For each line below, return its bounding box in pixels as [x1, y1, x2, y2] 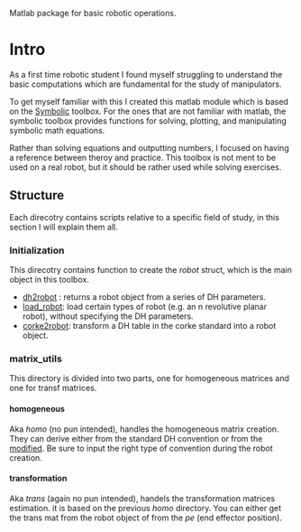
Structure [9, 188, 65, 203]
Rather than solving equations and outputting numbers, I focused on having [9, 142, 290, 153]
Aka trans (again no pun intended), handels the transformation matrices [9, 492, 276, 504]
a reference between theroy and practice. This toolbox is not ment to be [9, 152, 277, 163]
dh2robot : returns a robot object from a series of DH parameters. [22, 292, 266, 303]
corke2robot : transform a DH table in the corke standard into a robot [22, 321, 277, 331]
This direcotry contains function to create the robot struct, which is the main [9, 265, 293, 275]
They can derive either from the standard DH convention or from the [9, 433, 263, 443]
